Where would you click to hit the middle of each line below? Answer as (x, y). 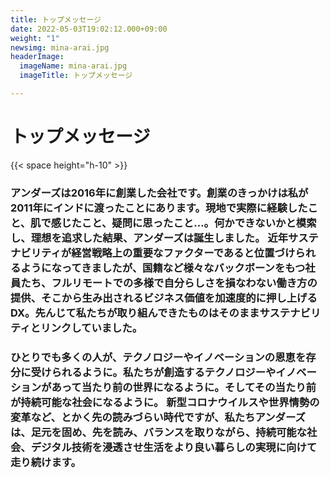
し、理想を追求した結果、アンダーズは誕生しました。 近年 (149, 238)
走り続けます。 (46, 462)
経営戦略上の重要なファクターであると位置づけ (183, 253)
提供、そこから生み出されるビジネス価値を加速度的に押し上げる (164, 298)
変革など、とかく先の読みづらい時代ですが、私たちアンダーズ (158, 417)
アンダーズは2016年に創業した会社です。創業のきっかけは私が (159, 193)
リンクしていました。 (91, 328)
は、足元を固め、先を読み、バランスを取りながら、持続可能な (159, 432)
